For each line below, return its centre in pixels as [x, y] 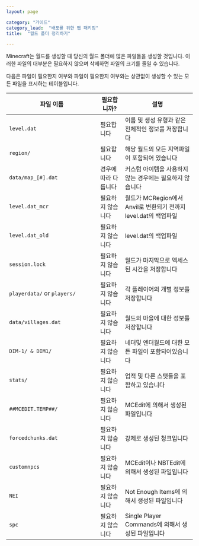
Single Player [143, 516]
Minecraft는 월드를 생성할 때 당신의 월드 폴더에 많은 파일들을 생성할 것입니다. [95, 56]
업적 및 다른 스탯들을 [152, 376]
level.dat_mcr [29, 207]
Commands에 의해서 [153, 525]
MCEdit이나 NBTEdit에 [155, 463]
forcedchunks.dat [33, 438]
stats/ [18, 380]
